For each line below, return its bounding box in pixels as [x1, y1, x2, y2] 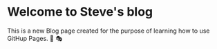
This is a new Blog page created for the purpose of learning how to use [7, 27, 210, 35]
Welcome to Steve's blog [7, 4, 153, 20]
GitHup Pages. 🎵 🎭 [7, 34, 63, 42]
